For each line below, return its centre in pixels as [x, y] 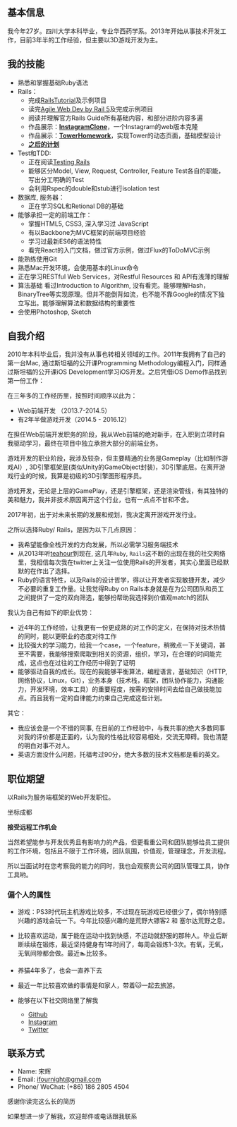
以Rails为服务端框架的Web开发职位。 [61, 797]
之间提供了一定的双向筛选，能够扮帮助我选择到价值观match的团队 [113, 597]
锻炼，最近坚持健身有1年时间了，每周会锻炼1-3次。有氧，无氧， [135, 944]
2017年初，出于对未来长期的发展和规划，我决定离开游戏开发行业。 [104, 515]
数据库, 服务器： [41, 197]
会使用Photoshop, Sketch [54, 312]
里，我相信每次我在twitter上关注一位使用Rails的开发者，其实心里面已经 [120, 562]
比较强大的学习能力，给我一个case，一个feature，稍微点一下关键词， [119, 645]
